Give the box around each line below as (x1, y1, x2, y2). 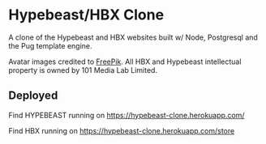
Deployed (8, 89, 58, 103)
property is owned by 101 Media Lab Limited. (8, 65, 158, 74)
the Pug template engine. (8, 40, 92, 50)
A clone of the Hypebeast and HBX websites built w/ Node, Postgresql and (8, 32, 258, 42)
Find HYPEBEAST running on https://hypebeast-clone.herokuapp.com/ (8, 110, 245, 120)
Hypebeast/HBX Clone (8, 6, 165, 24)
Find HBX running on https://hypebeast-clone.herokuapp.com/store (8, 125, 235, 135)
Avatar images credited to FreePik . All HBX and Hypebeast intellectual (8, 57, 242, 66)
